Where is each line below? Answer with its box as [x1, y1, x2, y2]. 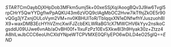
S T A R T [5, 5, 20, 10]
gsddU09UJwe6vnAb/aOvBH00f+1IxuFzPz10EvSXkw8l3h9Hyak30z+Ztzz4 [5, 26, 163, 32]
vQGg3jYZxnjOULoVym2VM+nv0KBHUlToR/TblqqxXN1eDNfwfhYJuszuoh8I [5, 15, 165, 21]
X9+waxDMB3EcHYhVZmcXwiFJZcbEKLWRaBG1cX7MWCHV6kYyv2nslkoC [5, 20, 165, 27]
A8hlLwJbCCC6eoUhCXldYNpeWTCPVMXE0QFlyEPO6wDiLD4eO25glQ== [5, 32, 163, 37]
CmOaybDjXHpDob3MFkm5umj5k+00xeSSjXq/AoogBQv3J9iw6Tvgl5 [19, 5, 166, 10]
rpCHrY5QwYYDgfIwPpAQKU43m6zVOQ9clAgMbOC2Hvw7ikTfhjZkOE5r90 [5, 10, 166, 16]
